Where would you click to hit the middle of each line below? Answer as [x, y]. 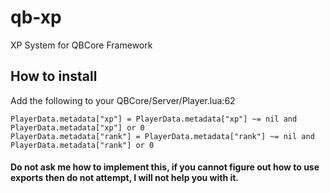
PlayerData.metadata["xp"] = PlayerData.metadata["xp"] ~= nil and [154, 119]
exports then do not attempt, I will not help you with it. [125, 178]
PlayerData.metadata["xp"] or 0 [77, 127]
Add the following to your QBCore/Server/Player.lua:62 [123, 100]
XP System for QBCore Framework [81, 45]
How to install [54, 76]
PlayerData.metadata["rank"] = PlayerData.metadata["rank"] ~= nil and [162, 136]
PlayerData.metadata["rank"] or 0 [82, 145]
